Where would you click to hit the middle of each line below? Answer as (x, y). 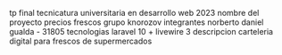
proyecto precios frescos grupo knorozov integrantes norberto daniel (137, 22)
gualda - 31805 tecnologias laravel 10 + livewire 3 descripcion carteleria (141, 31)
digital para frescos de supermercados (81, 41)
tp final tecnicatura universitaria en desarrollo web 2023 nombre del (134, 13)
